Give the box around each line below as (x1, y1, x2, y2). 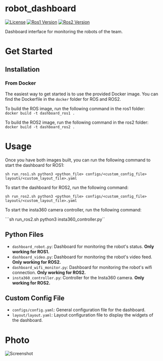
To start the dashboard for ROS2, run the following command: (5, 184, 129, 190)
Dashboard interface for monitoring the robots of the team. (5, 28, 123, 34)
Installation (5, 65, 40, 73)
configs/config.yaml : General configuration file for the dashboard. (12, 307, 146, 313)
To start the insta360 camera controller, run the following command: (5, 206, 142, 213)
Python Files (5, 230, 44, 239)
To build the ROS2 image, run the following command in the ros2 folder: (5, 119, 149, 125)
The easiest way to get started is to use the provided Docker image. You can (5, 91, 159, 97)
